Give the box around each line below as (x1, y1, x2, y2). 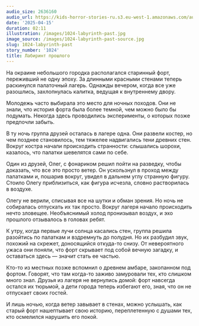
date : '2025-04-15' (6, 20, 54, 25)
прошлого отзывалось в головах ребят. (6, 216, 105, 223)
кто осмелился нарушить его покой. (6, 313, 98, 320)
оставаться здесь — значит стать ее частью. (6, 253, 120, 260)
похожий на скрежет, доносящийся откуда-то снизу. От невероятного (6, 239, 184, 247)
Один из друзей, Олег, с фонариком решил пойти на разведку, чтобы (6, 160, 182, 167)
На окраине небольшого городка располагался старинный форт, (6, 69, 171, 76)
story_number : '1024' (6, 47, 60, 53)
